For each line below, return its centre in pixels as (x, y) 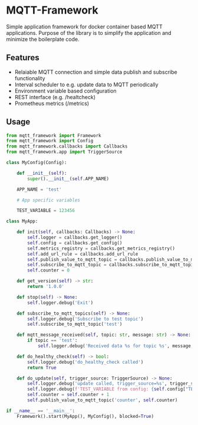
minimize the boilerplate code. (43, 39)
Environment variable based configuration (65, 91)
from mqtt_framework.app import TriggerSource (64, 152)
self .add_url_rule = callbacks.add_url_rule (83, 254)
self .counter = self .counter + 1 (68, 395)
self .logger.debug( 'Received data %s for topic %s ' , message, (115, 346)
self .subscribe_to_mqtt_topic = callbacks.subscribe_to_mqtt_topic (112, 265)
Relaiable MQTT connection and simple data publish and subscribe (96, 72)
